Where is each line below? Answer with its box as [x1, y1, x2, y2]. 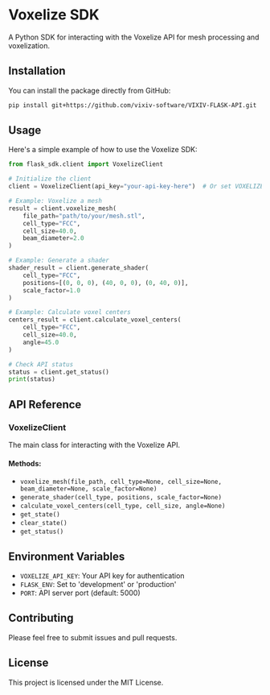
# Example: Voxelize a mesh [8, 197, 103, 205]
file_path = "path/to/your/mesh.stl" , [22, 212, 146, 220]
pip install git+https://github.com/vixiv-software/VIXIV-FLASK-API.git [8, 101, 257, 110]
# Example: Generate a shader [8, 256, 110, 265]
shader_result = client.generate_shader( [8, 264, 149, 272]
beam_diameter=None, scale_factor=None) [19, 485, 157, 493]
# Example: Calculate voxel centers [8, 308, 131, 316]
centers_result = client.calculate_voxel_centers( [8, 316, 182, 324]
